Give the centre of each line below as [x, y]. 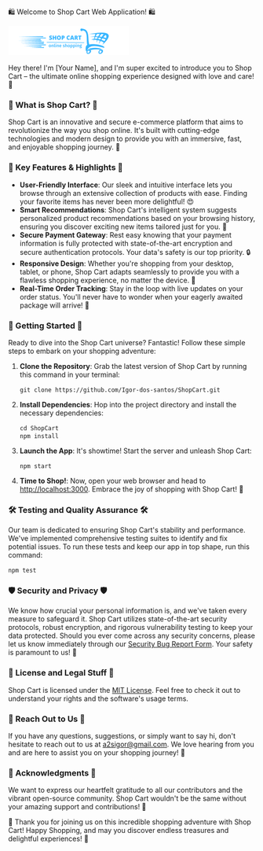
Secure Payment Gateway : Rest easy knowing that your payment [125, 234]
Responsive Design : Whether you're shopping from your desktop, [126, 263]
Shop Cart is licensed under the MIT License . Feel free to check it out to [124, 690]
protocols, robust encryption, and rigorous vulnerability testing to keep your [131, 628]
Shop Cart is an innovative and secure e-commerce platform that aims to [126, 122]
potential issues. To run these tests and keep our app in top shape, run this [129, 547]
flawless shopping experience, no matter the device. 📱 [108, 280]
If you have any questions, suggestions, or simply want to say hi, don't [122, 736]
